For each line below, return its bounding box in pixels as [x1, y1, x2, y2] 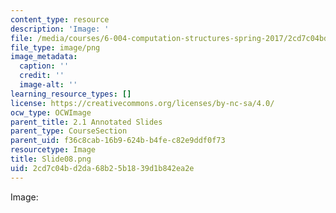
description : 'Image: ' [10, 24, 110, 34]
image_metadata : [10, 52, 78, 62]
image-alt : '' [19, 80, 78, 90]
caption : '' [19, 61, 70, 71]
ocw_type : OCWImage [10, 107, 92, 118]
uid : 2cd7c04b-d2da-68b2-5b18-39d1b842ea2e [10, 163, 195, 173]
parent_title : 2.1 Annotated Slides [10, 117, 163, 127]
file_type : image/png [10, 42, 101, 53]
